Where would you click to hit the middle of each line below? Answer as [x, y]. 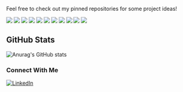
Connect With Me [32, 70]
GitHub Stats [31, 40]
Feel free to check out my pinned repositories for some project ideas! [92, 9]
